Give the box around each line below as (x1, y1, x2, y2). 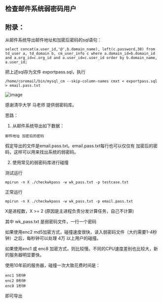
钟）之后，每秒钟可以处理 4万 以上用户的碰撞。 (5, 236, 101, 241)
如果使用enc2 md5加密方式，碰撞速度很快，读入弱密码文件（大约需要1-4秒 (5, 229, 158, 235)
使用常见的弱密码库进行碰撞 (12, 160, 69, 166)
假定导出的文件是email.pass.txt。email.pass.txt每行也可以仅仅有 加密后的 (5, 143, 154, 149)
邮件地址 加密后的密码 (5, 134, 44, 139)
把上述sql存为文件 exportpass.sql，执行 (5, 69, 86, 75)
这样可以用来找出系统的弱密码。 (13, 149, 79, 155)
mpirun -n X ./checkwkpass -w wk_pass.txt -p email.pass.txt (5, 199, 133, 204)
